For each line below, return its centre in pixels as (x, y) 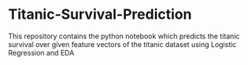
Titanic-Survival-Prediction (100, 14)
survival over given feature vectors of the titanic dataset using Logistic (122, 44)
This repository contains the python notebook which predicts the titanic (124, 36)
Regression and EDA (41, 52)
